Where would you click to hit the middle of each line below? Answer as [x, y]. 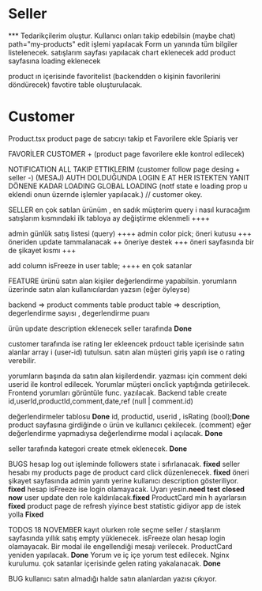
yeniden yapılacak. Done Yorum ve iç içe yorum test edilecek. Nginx [119, 555]
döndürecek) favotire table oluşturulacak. [75, 85]
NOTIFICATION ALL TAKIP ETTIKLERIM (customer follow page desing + [124, 169]
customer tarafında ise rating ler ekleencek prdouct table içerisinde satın [126, 343]
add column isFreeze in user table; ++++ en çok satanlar [100, 265]
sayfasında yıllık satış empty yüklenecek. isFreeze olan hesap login [117, 538]
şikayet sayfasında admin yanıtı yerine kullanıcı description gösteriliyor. [124, 480]
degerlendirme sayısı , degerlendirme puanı [79, 313]
